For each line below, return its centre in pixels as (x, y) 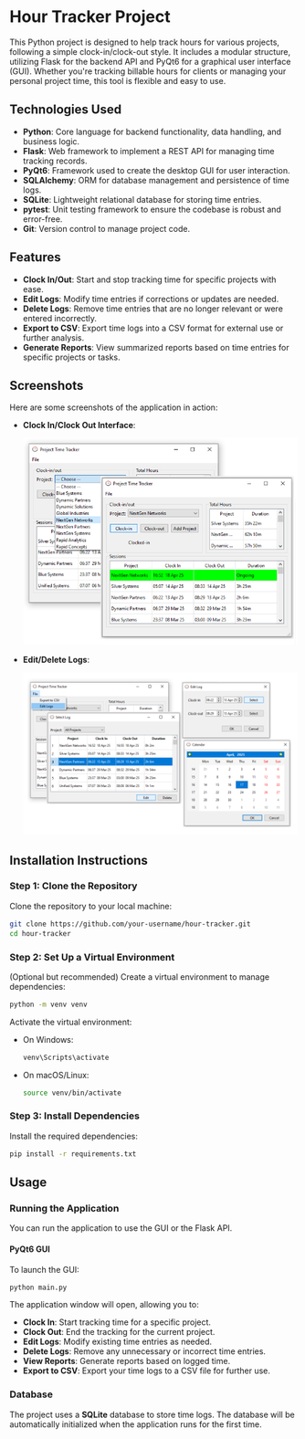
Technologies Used (65, 110)
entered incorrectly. (60, 318)
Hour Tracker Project (90, 17)
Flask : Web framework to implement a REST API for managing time (148, 151)
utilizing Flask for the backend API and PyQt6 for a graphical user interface (150, 61)
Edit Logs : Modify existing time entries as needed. (117, 1342)
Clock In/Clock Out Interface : (79, 425)
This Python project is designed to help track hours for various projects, (145, 42)
